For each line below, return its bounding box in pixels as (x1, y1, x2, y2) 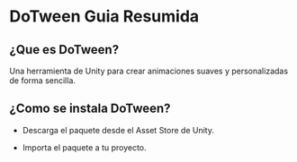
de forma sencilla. (9, 75, 76, 86)
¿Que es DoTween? (9, 42, 120, 57)
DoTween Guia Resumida (9, 6, 200, 27)
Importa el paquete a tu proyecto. (22, 141, 147, 153)
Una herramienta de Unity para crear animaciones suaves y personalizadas (9, 65, 289, 76)
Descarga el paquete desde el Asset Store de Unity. (22, 124, 214, 135)
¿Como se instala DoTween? (9, 101, 171, 116)
